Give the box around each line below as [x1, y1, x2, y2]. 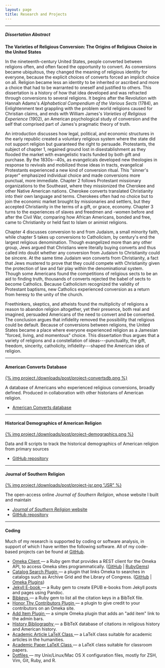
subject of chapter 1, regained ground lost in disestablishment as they [5, 146, 146, 152]
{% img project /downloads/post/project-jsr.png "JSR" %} [5, 482, 122, 488]
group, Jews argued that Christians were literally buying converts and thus [5, 245, 156, 250]
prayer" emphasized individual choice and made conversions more [5, 172, 140, 178]
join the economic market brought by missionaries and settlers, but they [5, 198, 151, 204]
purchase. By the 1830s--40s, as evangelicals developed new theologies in [5, 157, 158, 163]
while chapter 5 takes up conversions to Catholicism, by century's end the [5, 234, 155, 240]
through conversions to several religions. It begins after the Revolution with [5, 95, 157, 101]
